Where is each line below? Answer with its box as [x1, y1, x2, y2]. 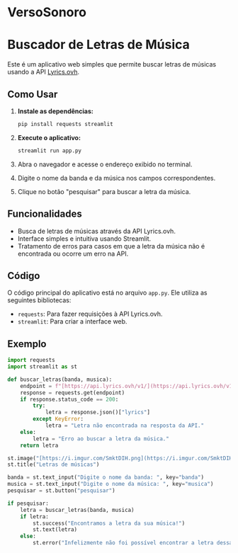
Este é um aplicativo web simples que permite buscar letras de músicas [7, 60, 217, 69]
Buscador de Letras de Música [7, 37, 190, 53]
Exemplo [7, 338, 47, 350]
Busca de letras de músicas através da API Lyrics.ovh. [17, 227, 176, 235]
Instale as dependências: [17, 107, 93, 115]
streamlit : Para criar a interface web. [17, 317, 127, 326]
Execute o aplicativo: [17, 133, 81, 142]
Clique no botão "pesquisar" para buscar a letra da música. [17, 187, 191, 195]
